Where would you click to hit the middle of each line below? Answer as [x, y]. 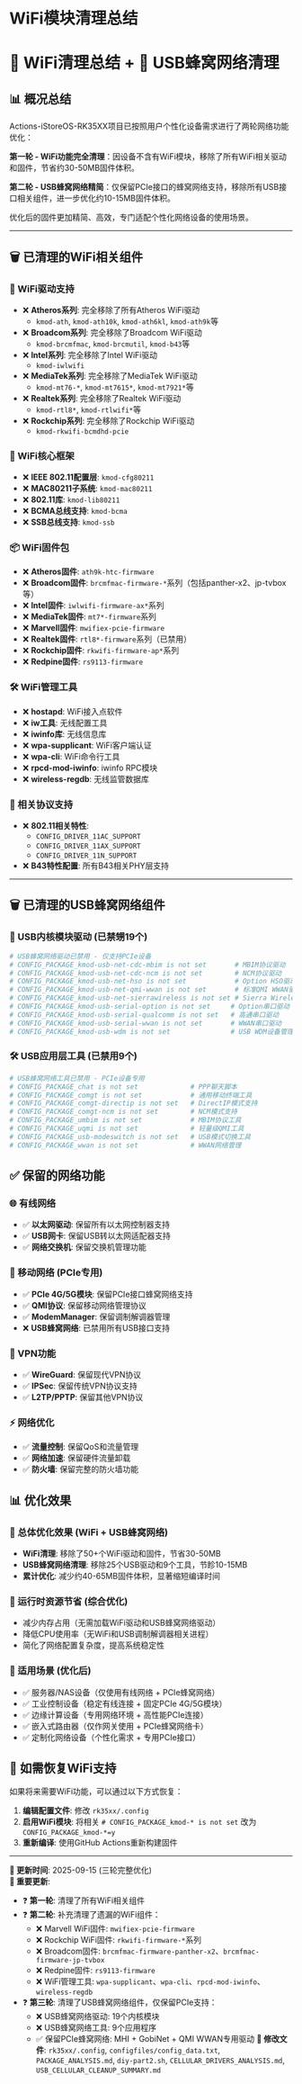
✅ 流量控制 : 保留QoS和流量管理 [80, 1447]
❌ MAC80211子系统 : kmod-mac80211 [87, 489]
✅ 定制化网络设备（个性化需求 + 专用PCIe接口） [111, 1737]
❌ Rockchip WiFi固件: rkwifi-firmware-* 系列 [119, 1940]
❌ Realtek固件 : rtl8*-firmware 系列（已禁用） [107, 639]
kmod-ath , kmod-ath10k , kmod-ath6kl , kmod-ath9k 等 [127, 321]
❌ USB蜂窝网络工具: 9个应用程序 [96, 2028]
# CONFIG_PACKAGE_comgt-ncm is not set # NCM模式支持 [124, 1112]
